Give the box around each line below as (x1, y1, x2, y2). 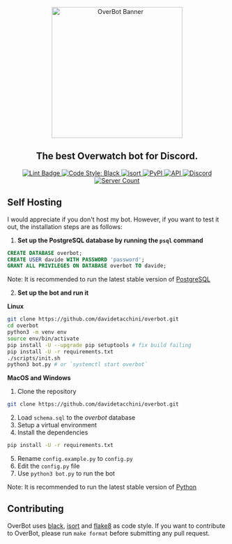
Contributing (7, 503, 64, 515)
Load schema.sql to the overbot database (17, 413, 136, 422)
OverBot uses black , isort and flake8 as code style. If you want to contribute (7, 521, 226, 530)
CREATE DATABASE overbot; (7, 249, 82, 256)
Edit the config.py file (17, 462, 80, 470)
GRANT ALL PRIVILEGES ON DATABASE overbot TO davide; (7, 263, 167, 270)
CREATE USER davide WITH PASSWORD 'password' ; (7, 256, 145, 263)
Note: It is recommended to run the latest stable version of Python (7, 483, 197, 491)
